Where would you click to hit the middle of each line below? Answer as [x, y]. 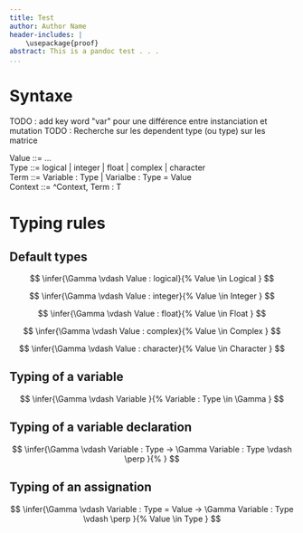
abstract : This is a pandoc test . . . [85, 52]
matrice [24, 140]
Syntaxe [41, 96]
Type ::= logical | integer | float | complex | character [108, 167]
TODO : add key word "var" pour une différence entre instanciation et [138, 121]
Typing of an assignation [80, 487]
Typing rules [57, 224]
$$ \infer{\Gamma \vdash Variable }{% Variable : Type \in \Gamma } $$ [152, 398]
